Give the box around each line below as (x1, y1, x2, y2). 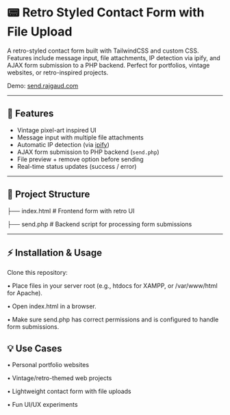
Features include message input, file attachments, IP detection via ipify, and (7, 53, 220, 62)
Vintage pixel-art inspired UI (16, 126, 97, 134)
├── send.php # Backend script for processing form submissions (7, 219, 192, 228)
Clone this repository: (7, 269, 68, 277)
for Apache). (7, 289, 43, 297)
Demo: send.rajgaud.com (7, 81, 79, 90)
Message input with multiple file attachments (16, 133, 144, 142)
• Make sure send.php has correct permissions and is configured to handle (7, 315, 219, 324)
